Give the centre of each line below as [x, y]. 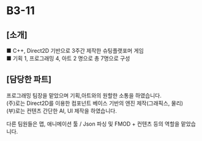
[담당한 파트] [29, 79]
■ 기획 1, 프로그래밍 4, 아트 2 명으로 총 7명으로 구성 [68, 58]
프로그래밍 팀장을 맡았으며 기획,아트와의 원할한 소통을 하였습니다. [84, 95]
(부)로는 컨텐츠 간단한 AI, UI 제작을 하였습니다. [62, 110]
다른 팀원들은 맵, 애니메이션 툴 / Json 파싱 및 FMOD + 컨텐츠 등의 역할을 [93, 124]
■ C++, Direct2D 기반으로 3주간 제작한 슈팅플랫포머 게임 [75, 51]
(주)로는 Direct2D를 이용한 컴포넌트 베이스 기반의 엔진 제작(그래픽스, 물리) [95, 103]
